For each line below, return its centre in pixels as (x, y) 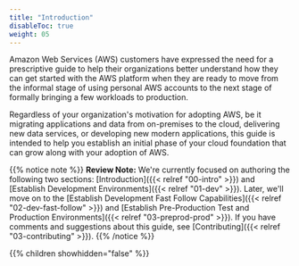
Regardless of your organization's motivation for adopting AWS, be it (135, 115)
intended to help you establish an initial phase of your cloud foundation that (148, 143)
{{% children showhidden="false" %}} (79, 254)
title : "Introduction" (51, 17)
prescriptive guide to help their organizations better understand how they (144, 69)
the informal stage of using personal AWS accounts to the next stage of (141, 88)
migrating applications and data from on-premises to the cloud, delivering (145, 124)
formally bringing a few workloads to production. (99, 97)
